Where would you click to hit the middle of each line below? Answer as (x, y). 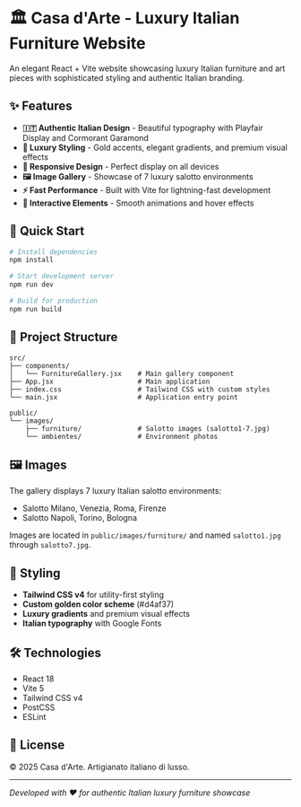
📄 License (37, 746)
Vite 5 (33, 689)
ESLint (34, 717)
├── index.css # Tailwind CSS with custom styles (140, 389)
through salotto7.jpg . (50, 545)
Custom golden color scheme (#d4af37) (98, 604)
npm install (31, 260)
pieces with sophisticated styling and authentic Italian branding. (127, 77)
